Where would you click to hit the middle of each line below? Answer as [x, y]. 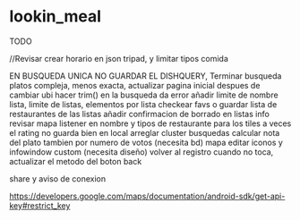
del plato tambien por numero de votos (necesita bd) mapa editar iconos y [146, 142]
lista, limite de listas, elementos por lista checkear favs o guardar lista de [143, 104]
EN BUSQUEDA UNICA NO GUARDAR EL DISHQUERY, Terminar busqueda [146, 76]
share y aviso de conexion [57, 178]
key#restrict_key [40, 205]
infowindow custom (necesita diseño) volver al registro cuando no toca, [141, 152]
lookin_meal [55, 17]
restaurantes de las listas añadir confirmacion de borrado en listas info [140, 114]
